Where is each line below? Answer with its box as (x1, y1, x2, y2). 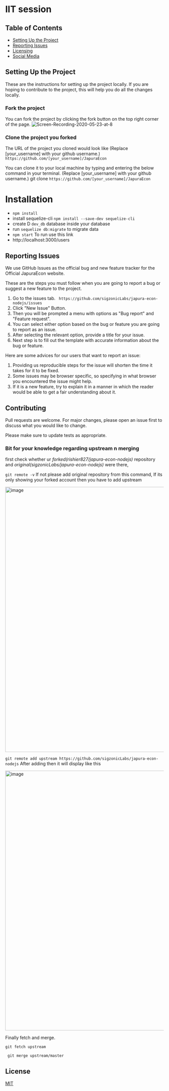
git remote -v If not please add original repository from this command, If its (5, 471, 162, 478)
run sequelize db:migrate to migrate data (12, 226, 99, 232)
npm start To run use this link (12, 231, 74, 238)
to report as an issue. (12, 327, 57, 333)
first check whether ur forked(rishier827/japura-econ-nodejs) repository (5, 456, 156, 463)
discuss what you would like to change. (5, 422, 87, 428)
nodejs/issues (12, 301, 42, 306)
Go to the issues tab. (12, 295, 56, 302)
